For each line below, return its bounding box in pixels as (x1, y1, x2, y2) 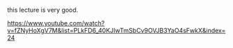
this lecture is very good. (7, 6, 79, 14)
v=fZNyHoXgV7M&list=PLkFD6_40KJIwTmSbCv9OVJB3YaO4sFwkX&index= (7, 27, 226, 34)
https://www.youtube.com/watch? (7, 19, 105, 27)
